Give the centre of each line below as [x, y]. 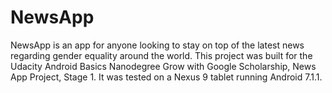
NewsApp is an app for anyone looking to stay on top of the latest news [157, 45]
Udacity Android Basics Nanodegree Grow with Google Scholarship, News [163, 66]
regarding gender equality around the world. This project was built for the [161, 55]
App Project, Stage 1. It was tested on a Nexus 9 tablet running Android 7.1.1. [166, 77]
